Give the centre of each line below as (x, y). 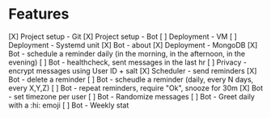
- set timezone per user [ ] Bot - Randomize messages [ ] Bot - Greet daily (131, 96)
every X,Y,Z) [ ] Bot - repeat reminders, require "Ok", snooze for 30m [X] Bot (136, 88)
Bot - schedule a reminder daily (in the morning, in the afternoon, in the (127, 53)
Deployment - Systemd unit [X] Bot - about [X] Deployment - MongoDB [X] (133, 44)
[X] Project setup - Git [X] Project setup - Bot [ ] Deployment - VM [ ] (123, 36)
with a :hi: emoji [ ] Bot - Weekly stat (69, 105)
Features (39, 14)
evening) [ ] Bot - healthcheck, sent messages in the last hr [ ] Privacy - (127, 62)
